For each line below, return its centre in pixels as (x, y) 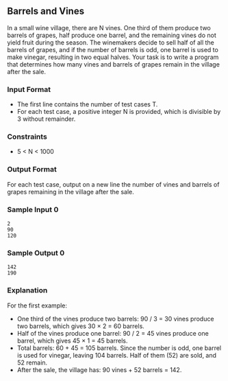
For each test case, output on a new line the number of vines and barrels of (113, 184)
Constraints (27, 137)
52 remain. (32, 362)
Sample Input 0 (33, 209)
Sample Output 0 (36, 253)
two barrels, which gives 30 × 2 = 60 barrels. (81, 326)
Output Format (32, 170)
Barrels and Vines (46, 11)
